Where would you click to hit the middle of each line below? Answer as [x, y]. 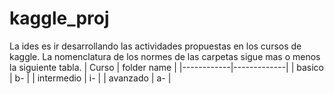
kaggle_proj [59, 18]
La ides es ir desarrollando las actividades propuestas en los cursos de [155, 46]
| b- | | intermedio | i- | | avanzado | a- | [90, 78]
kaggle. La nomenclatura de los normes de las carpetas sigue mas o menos [165, 56]
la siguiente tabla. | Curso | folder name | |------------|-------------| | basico [167, 67]
